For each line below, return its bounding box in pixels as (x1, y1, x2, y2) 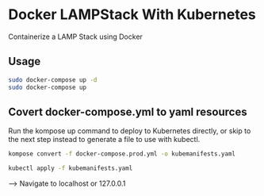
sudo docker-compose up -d (8, 75, 98, 84)
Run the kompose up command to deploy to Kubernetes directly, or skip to (8, 126, 251, 136)
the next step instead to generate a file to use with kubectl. (8, 135, 201, 144)
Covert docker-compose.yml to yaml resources (8, 105, 247, 118)
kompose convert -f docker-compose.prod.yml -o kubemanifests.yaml (8, 150, 236, 158)
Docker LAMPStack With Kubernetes (8, 6, 256, 24)
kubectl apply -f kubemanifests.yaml (8, 164, 133, 172)
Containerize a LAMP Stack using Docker (8, 32, 143, 41)
